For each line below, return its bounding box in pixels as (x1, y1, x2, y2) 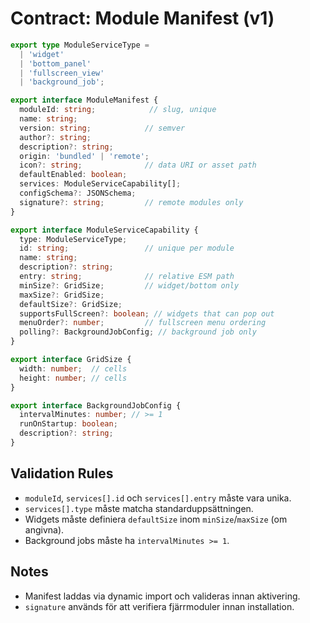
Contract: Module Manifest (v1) (10, 7, 275, 30)
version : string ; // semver (19, 123, 186, 133)
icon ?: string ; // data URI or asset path (19, 160, 257, 171)
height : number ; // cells (19, 373, 128, 383)
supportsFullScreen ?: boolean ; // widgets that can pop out (19, 308, 275, 319)
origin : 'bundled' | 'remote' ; (19, 151, 150, 161)
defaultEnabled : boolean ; (19, 170, 128, 180)
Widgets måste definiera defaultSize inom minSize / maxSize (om (24, 513, 288, 525)
